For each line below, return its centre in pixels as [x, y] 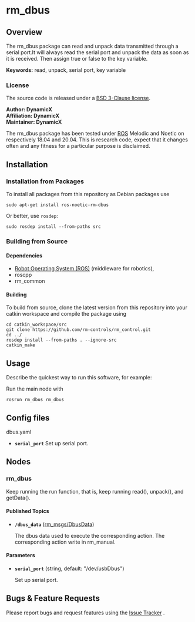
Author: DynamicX [29, 110]
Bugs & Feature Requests [53, 598]
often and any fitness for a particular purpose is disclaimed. [78, 146]
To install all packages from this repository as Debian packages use [88, 194]
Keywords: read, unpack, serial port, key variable [66, 70]
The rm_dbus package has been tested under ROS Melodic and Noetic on [95, 134]
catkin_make [21, 345]
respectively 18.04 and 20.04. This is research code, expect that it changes [97, 140]
